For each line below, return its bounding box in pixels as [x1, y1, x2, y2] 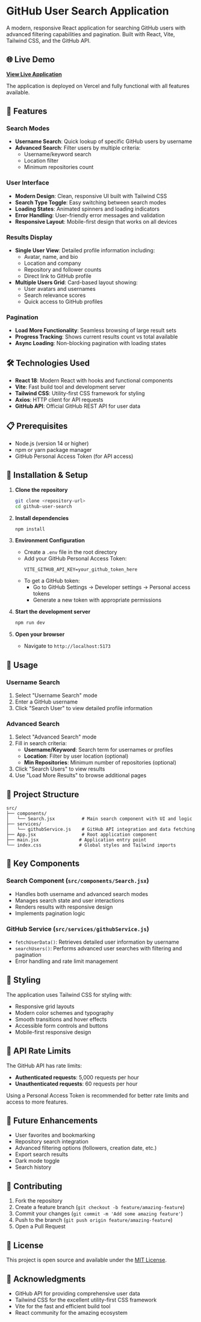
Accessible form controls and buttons [14, 1022, 108, 1029]
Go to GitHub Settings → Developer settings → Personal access [32, 583, 191, 591]
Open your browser [14, 631, 65, 638]
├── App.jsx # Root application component [6, 831, 158, 838]
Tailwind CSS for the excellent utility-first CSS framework [14, 1296, 157, 1303]
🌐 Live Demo [6, 54, 55, 65]
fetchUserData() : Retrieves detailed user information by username [14, 938, 179, 945]
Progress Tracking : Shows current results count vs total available [14, 333, 178, 340]
